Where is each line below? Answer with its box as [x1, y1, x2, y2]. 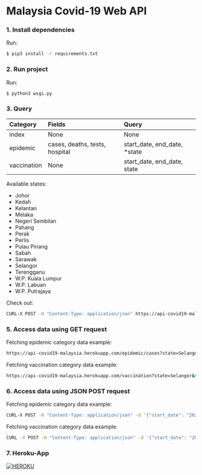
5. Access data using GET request [6, 325, 107, 333]
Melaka [14, 211, 34, 218]
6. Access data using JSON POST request [6, 387, 130, 395]
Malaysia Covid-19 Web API [6, 4, 147, 18]
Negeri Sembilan [14, 217, 57, 225]
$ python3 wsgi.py [6, 90, 52, 97]
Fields [47, 120, 66, 129]
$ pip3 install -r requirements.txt [6, 51, 98, 57]
